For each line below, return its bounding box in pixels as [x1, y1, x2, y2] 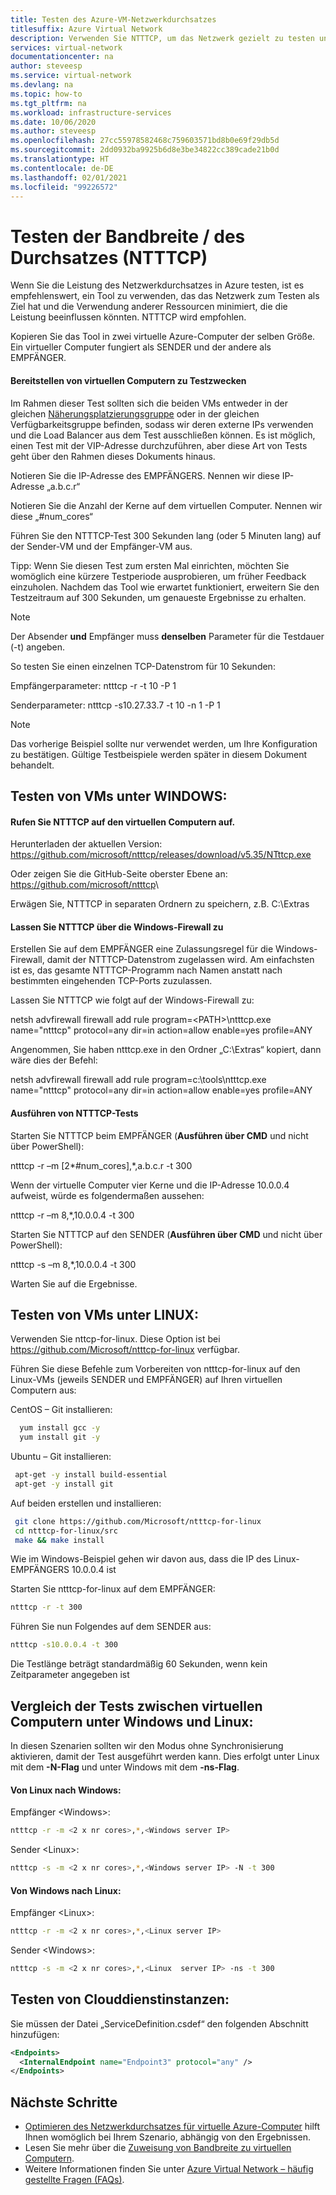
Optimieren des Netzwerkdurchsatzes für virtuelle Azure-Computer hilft [24, 2121, 321, 2133]
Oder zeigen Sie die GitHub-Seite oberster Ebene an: [10, 868, 228, 880]
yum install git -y [19, 1432, 101, 1443]
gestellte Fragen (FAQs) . [24, 2174, 125, 2186]
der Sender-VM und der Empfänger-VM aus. [10, 540, 193, 552]
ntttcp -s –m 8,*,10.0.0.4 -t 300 [10, 1258, 137, 1270]
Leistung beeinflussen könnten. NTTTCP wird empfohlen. [10, 311, 247, 323]
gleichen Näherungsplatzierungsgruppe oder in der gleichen [10, 407, 260, 420]
